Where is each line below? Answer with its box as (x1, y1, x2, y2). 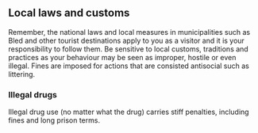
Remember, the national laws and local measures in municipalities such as (8, 27, 251, 36)
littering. (8, 69, 36, 78)
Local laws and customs (8, 6, 130, 20)
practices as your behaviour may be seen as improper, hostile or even (8, 52, 237, 62)
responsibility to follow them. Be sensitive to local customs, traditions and (8, 44, 248, 54)
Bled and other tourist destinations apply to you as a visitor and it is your (8, 36, 245, 45)
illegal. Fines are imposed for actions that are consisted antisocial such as (8, 61, 250, 70)
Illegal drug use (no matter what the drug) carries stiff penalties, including (8, 107, 249, 117)
